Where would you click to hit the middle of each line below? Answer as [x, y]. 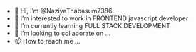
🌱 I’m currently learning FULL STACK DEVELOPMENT [92, 26]
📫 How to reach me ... [47, 41]
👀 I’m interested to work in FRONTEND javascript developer [101, 18]
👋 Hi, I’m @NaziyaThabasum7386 [63, 11]
